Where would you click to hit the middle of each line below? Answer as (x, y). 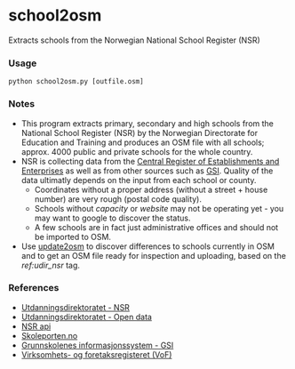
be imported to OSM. (73, 237)
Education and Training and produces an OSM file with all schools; (143, 142)
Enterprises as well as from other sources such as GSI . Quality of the (147, 171)
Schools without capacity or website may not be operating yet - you (159, 208)
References (34, 288)
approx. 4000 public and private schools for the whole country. (137, 151)
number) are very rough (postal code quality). (118, 199)
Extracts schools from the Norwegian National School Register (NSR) (135, 40)
